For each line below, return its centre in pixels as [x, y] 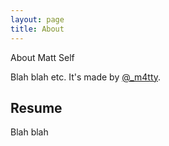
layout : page [37, 19]
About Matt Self [42, 57]
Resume [36, 107]
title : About [37, 29]
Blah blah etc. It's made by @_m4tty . [86, 77]
